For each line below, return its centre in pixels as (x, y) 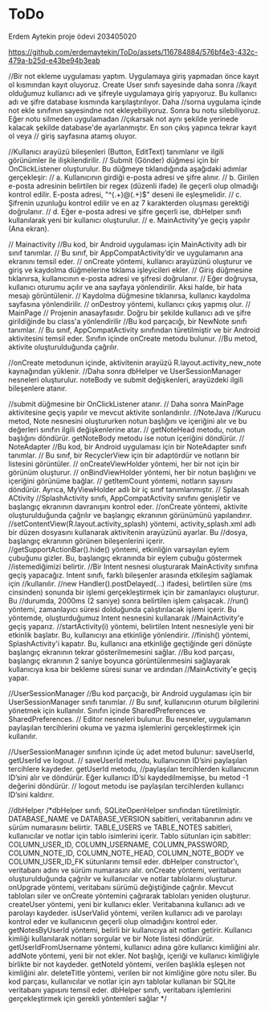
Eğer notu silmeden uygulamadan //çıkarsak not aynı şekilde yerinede (124, 118)
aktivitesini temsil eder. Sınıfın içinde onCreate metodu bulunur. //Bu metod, (133, 338)
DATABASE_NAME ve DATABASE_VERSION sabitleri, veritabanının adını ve (130, 818)
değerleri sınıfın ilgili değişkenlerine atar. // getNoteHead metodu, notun (127, 429)
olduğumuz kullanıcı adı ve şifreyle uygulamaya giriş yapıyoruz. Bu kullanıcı (132, 93)
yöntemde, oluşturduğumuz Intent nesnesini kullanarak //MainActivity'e (126, 618)
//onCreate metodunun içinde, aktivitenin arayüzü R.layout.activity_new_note (135, 363)
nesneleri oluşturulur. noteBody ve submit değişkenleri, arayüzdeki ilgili (126, 379)
